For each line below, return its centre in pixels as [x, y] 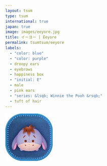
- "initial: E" [26, 80]
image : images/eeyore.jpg [32, 32]
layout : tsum [19, 11]
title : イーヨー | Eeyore [31, 37]
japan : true [18, 27]
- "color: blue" [27, 53]
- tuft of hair [26, 101]
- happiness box [27, 75]
